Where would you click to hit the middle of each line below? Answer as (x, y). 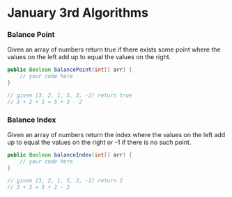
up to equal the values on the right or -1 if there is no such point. (99, 142)
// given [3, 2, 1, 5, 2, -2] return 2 (65, 180)
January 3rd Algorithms (78, 13)
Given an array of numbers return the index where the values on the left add (116, 135)
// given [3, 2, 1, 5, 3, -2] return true (70, 95)
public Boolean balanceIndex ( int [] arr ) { (70, 155)
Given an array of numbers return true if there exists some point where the (114, 49)
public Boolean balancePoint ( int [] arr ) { (70, 70)
